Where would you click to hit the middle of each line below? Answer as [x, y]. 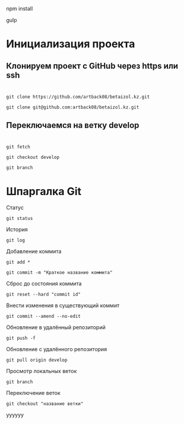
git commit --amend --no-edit [44, 317]
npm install [20, 9]
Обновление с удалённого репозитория [57, 349]
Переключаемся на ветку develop [73, 125]
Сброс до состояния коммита [44, 283]
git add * [18, 262]
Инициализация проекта [71, 44]
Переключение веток [33, 393]
